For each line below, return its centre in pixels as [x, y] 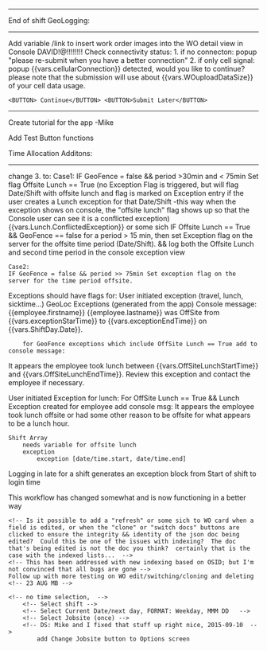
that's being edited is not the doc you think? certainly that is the [129, 548]
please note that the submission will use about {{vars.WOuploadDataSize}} [131, 77]
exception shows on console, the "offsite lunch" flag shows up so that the [129, 210]
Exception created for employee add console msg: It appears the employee [131, 406]
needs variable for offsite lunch [79, 445]
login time [25, 482]
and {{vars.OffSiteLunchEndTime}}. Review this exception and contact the [130, 374]
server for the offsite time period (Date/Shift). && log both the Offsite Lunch [131, 244]
